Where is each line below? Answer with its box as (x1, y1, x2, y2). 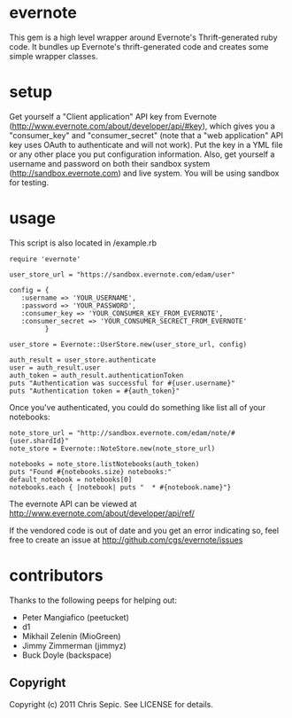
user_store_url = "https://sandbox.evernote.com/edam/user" (9, 269, 236, 279)
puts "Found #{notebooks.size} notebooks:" (9, 467, 173, 476)
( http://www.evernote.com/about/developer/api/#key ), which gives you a (9, 121, 276, 131)
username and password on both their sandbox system (9, 158, 211, 168)
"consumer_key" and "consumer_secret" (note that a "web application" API (9, 129, 283, 140)
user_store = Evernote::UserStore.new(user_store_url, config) (9, 339, 248, 348)
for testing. (9, 176, 50, 188)
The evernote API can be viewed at (9, 498, 137, 509)
